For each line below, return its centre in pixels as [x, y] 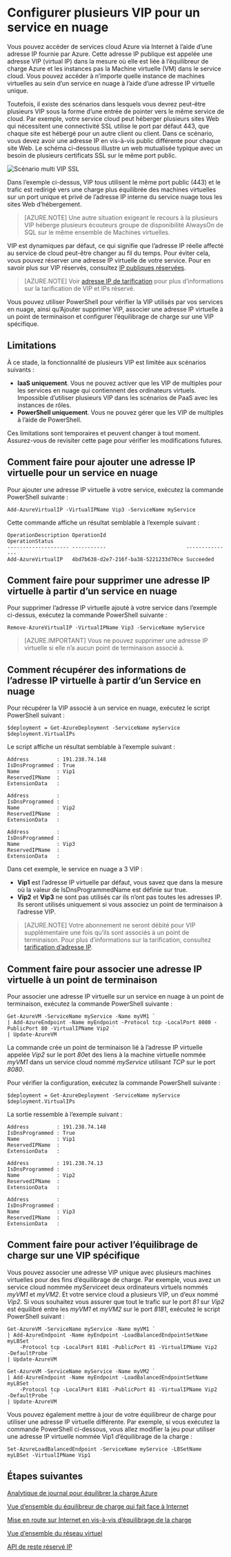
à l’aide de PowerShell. [49, 419]
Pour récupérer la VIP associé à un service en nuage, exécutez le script [109, 708]
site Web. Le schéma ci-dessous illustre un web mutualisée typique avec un [115, 148]
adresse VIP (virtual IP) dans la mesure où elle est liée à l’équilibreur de [108, 61]
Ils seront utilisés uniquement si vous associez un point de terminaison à [120, 905]
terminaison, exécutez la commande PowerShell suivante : [90, 1004]
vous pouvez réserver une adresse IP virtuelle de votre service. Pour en [109, 260]
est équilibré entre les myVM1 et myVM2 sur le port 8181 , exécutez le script [114, 1309]
